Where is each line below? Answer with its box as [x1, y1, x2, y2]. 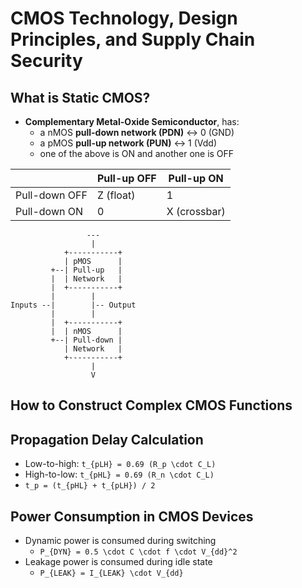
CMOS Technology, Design [10, 7, 238, 30]
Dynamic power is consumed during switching [24, 535, 217, 547]
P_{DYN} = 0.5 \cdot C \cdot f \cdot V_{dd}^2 [39, 547, 238, 557]
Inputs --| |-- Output [10, 300, 137, 310]
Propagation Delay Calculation [10, 431, 204, 448]
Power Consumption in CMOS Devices [10, 508, 254, 525]
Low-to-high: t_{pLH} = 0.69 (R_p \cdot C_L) [24, 458, 217, 470]
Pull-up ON [168, 172, 224, 185]
